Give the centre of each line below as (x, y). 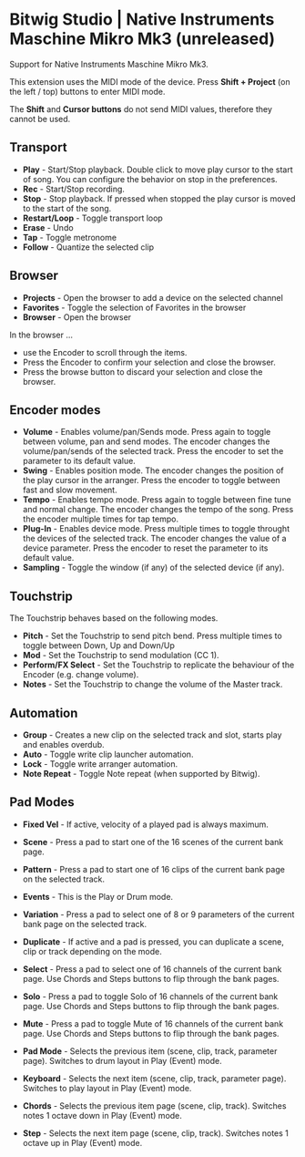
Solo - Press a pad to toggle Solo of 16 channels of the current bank (150, 996)
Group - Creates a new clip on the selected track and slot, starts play (152, 735)
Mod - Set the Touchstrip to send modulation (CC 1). (121, 656)
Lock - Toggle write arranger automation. (100, 764)
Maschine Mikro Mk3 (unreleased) (142, 39)
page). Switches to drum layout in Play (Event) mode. (122, 1060)
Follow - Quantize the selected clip (88, 247)
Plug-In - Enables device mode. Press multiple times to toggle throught (156, 529)
